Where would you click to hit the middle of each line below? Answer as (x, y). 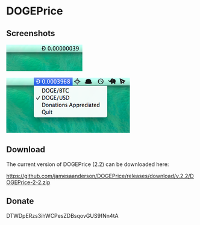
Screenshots (31, 33)
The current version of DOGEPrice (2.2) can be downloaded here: (88, 164)
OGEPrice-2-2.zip (28, 182)
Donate (20, 201)
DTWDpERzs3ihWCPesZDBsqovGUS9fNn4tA (62, 215)
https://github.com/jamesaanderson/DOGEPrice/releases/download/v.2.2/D (100, 176)
